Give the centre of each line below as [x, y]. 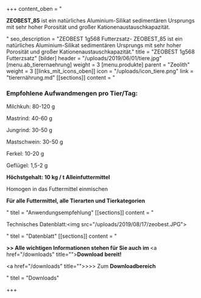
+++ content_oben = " [34, 9]
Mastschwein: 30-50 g [35, 142]
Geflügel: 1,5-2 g [27, 165]
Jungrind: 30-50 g [30, 130]
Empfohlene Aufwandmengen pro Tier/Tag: [72, 93]
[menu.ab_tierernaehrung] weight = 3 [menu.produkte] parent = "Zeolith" [98, 64]
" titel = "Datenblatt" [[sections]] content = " [62, 236]
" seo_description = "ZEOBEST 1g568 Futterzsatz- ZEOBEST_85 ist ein [94, 39]
